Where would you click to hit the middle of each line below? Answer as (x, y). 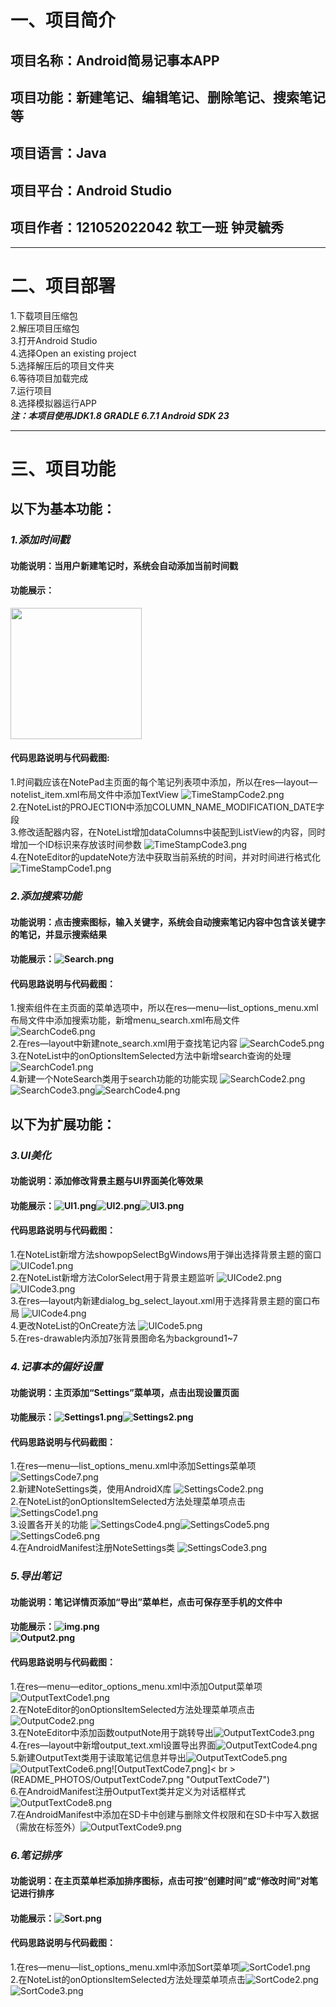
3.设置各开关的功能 (49, 1525)
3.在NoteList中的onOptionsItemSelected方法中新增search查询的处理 (151, 1056)
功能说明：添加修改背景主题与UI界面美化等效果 (107, 1181)
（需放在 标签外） (45, 1827)
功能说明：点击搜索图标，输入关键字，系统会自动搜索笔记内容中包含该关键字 (168, 922)
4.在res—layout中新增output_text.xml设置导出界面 (113, 1745)
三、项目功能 (63, 468)
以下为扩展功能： (63, 1124)
